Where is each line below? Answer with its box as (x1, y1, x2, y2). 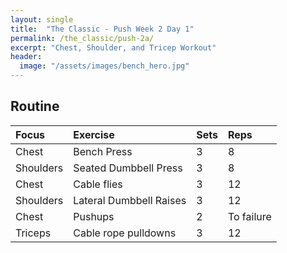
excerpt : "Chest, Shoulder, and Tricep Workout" (10, 42, 217, 53)
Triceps (15, 226, 52, 240)
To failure (227, 209, 272, 223)
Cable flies (73, 177, 123, 191)
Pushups (73, 209, 115, 223)
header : (10, 52, 43, 62)
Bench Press (73, 144, 133, 158)
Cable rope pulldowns (73, 226, 177, 240)
